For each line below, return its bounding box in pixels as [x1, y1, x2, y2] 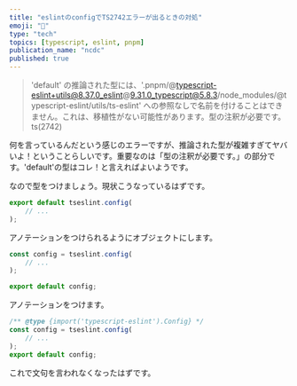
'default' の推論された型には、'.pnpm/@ [30, 80, 177, 90]
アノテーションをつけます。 [9, 299, 109, 311]
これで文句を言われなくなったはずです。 [9, 367, 156, 378]
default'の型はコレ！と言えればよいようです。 [26, 161, 193, 172]
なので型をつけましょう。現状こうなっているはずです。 [9, 181, 210, 191]
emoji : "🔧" [9, 21, 50, 30]
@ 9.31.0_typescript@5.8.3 [122, 90, 218, 100]
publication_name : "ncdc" [9, 46, 105, 55]
